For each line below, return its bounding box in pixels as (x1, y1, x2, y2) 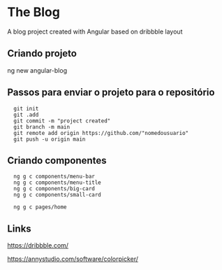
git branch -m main (13, 123, 71, 130)
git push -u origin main (13, 136, 86, 143)
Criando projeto (7, 48, 77, 59)
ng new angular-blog (7, 66, 68, 74)
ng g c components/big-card (13, 185, 96, 192)
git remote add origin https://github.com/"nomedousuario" (13, 129, 189, 136)
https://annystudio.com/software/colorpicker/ (7, 255, 138, 263)
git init (13, 105, 39, 112)
